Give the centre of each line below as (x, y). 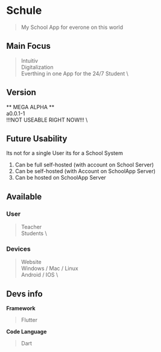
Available (24, 196)
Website (31, 262)
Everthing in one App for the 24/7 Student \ (74, 74)
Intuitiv (29, 60)
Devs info (25, 294)
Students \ (34, 233)
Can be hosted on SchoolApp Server (61, 178)
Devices (19, 249)
